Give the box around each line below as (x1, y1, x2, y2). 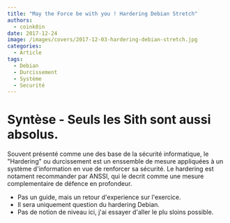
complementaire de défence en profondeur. (7, 180, 132, 188)
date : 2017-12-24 (7, 29, 58, 37)
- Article (13, 50, 42, 57)
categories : (7, 43, 42, 50)
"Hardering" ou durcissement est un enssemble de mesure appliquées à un (7, 157, 224, 166)
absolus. (7, 127, 59, 143)
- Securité (13, 82, 45, 89)
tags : (7, 56, 23, 63)
